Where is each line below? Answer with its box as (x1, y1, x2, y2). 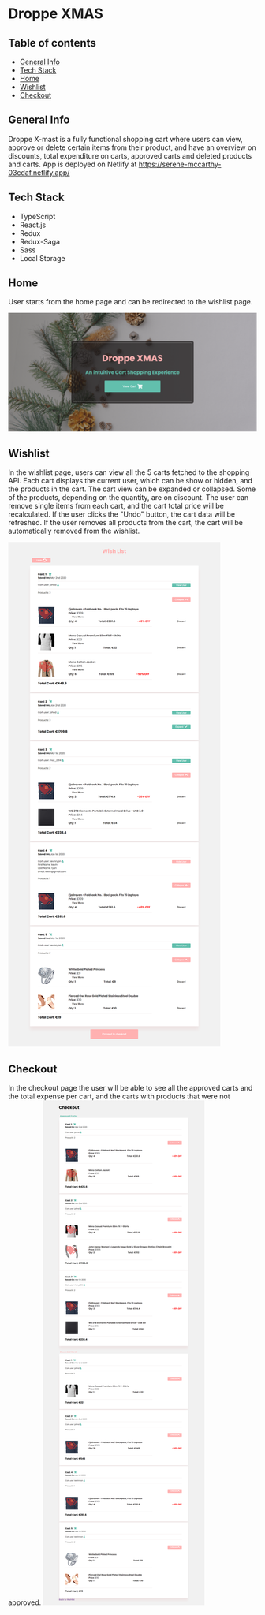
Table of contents (8, 36, 96, 50)
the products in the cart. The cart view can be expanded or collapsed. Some (8, 484, 256, 494)
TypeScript (19, 211, 56, 221)
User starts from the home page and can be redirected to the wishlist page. (8, 297, 253, 307)
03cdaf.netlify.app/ (8, 167, 70, 177)
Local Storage (19, 253, 65, 263)
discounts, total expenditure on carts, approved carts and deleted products (8, 151, 252, 160)
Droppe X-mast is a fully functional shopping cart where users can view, (8, 134, 243, 144)
